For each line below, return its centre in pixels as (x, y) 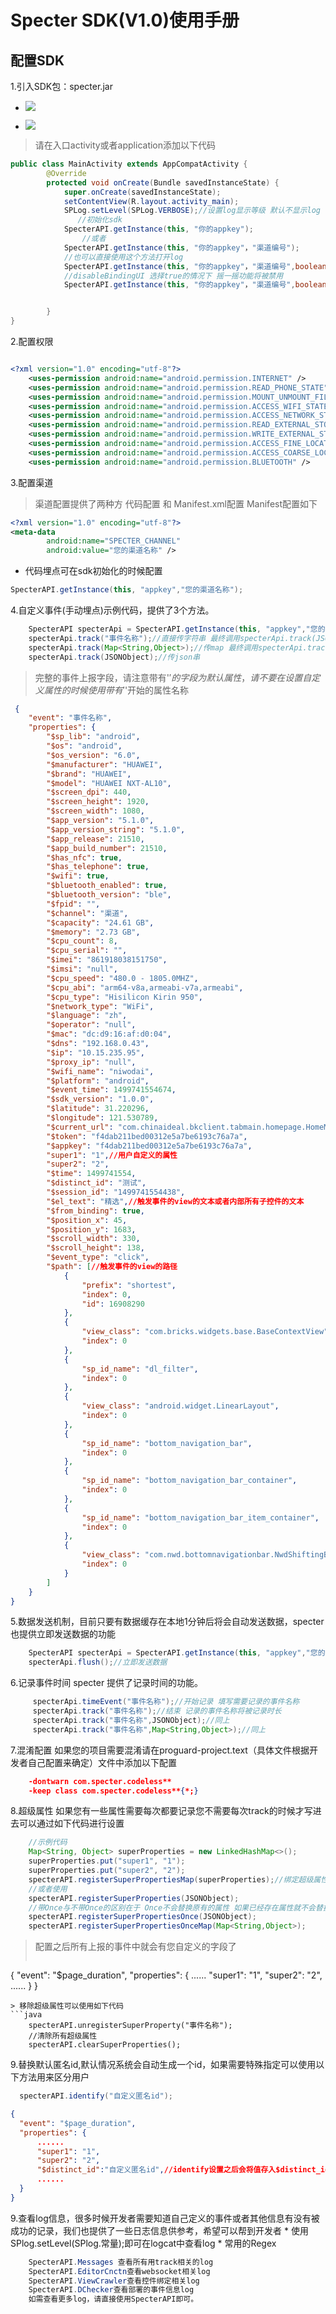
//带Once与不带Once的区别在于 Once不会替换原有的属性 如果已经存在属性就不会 (172, 1907)
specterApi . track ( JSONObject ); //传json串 (114, 657)
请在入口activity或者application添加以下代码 (125, 145)
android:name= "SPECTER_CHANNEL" (114, 541)
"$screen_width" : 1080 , (95, 811)
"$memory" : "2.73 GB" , (93, 932)
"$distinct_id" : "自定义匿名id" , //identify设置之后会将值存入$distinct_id (183, 2170)
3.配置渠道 (32, 482)
